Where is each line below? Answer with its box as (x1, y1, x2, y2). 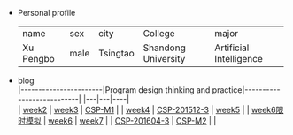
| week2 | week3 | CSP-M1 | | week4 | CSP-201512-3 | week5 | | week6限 (17, 105, 284, 115)
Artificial (214, 41, 250, 54)
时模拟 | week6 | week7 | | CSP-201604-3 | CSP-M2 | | (17, 116, 217, 126)
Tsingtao (98, 48, 135, 59)
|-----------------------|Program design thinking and (17, 85, 211, 95)
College (143, 27, 175, 39)
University (143, 53, 186, 64)
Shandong (143, 41, 186, 54)
